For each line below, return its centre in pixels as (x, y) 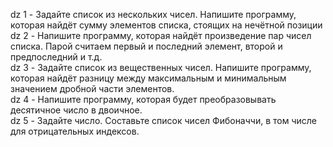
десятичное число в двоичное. (76, 110)
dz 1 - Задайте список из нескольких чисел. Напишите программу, (153, 14)
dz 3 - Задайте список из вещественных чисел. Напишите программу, (161, 67)
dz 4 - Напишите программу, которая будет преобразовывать (143, 99)
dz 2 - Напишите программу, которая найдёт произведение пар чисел (161, 35)
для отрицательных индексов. (75, 131)
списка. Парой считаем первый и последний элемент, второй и (146, 46)
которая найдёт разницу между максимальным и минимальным (148, 78)
